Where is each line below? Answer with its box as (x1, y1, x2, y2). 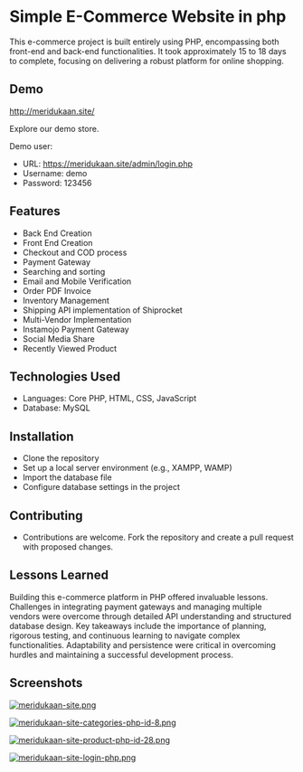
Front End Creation (22, 237, 93, 248)
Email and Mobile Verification (22, 276, 132, 287)
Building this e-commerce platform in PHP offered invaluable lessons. (9, 591, 269, 602)
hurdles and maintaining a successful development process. (9, 649, 233, 660)
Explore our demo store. (9, 123, 99, 134)
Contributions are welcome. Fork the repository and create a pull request (22, 532, 294, 542)
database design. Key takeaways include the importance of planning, (9, 620, 267, 631)
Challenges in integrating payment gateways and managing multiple (9, 601, 262, 612)
